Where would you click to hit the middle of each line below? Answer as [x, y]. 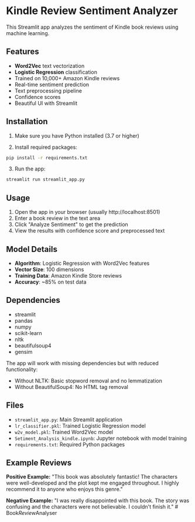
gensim [23, 352]
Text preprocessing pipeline [48, 91]
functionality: [22, 369]
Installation [27, 122]
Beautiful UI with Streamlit [46, 103]
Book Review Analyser [32, 513]
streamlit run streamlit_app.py [45, 180]
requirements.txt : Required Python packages [69, 444]
